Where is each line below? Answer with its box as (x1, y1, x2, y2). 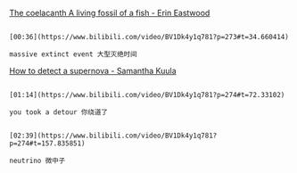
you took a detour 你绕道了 (9, 108, 109, 117)
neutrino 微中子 (9, 156, 66, 165)
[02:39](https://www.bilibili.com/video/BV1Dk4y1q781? (9, 131, 218, 140)
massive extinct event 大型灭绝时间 (9, 50, 137, 59)
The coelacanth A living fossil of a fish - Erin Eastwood (9, 8, 210, 18)
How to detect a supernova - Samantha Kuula (9, 66, 177, 76)
